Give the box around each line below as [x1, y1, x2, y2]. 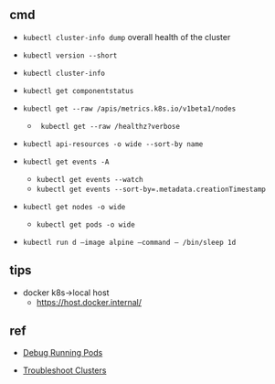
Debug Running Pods [22, 347, 103, 358]
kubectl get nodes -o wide [22, 202, 126, 211]
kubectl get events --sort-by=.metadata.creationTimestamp [36, 185, 267, 194]
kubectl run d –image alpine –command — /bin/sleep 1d [22, 238, 237, 247]
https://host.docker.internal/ [36, 296, 143, 307]
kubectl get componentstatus [22, 86, 134, 95]
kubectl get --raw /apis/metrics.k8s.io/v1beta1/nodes [22, 104, 237, 113]
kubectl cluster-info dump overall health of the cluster [22, 31, 231, 42]
